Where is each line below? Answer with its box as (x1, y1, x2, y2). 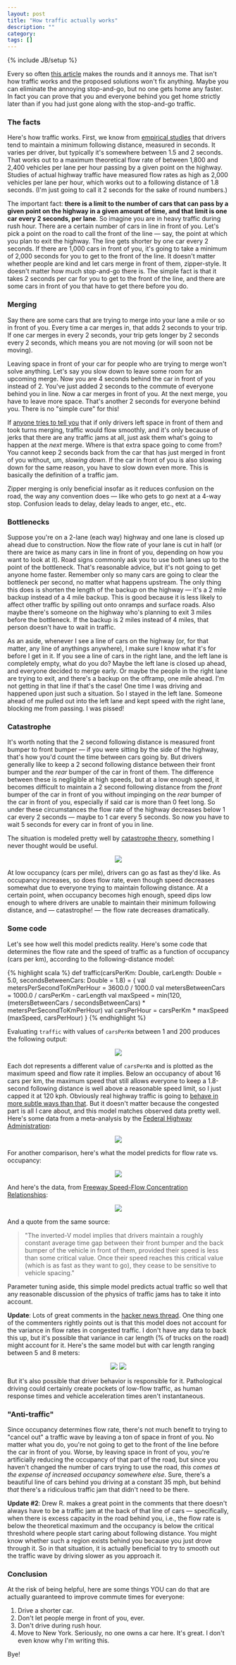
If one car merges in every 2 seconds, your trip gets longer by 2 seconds (7, 330, 220, 339)
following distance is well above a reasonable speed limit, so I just (30, 1084, 222, 1092)
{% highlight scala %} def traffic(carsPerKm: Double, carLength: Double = (7, 968, 223, 977)
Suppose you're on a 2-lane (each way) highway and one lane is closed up (7, 533, 225, 542)
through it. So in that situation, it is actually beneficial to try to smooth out (7, 1544, 220, 1552)
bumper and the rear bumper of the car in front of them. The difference (7, 768, 214, 777)
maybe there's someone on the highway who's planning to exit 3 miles (7, 608, 212, 616)
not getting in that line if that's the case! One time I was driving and (7, 682, 202, 691)
